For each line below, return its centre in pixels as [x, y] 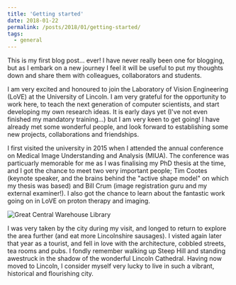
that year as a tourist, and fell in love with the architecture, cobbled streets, [117, 244]
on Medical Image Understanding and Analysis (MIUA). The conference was [118, 156]
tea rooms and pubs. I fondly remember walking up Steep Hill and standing [116, 251]
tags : [15, 34]
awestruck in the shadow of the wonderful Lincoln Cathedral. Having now [114, 259]
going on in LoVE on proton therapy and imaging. [79, 201]
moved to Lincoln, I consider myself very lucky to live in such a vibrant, [111, 266]
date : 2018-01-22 [33, 21]
